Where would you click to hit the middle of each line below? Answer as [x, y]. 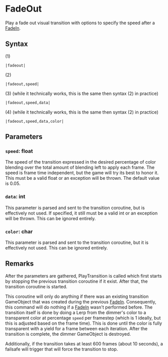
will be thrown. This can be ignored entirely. [51, 218]
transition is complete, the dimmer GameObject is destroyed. [68, 334]
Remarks [20, 264]
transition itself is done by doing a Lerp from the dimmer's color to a [76, 312]
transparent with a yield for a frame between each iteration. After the [76, 328]
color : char [19, 231]
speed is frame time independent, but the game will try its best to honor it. [82, 173]
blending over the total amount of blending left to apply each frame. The [80, 168]
